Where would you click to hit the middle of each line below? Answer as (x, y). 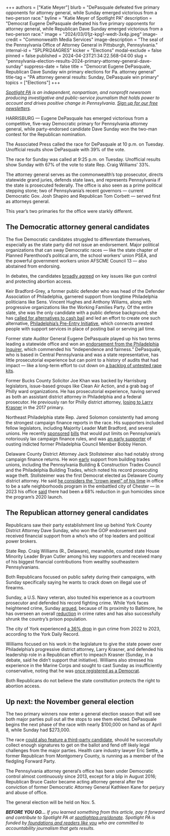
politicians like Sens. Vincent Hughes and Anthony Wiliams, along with (79, 302)
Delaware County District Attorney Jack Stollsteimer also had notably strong (85, 454)
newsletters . (19, 108)
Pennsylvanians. (23, 567)
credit (12, 39)
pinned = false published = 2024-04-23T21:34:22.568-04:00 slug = (77, 56)
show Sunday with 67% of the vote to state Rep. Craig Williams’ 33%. (78, 165)
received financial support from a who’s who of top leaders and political (80, 536)
